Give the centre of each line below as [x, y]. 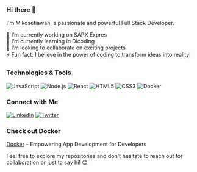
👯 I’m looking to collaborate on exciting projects [66, 48]
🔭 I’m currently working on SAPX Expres [57, 35]
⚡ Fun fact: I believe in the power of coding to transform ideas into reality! [99, 55]
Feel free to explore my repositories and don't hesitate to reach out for [95, 156]
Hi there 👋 [21, 10]
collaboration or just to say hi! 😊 [47, 163]
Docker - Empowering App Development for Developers [77, 144]
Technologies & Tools [39, 73]
